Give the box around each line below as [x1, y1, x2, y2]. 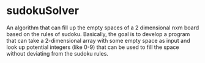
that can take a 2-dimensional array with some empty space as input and [6, 37, 191, 44]
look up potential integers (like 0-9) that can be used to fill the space [6, 43, 179, 51]
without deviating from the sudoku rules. [6, 50, 109, 57]
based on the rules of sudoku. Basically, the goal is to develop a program [6, 30, 190, 37]
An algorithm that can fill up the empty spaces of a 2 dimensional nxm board [6, 24, 199, 31]
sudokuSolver [6, 4, 80, 18]
